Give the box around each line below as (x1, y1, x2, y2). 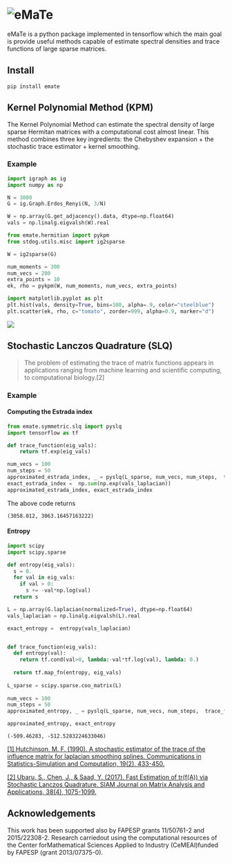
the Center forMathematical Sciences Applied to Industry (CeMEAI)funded (7, 841, 219, 849)
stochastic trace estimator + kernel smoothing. (7, 142, 140, 150)
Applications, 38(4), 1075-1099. (7, 788, 97, 796)
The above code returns (7, 499, 76, 507)
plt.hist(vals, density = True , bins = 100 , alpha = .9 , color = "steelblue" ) (7, 302, 215, 309)
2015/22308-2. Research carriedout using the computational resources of (7, 833, 217, 842)
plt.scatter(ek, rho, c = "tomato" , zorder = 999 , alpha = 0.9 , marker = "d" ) (7, 308, 215, 315)
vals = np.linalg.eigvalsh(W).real (7, 219, 110, 226)
